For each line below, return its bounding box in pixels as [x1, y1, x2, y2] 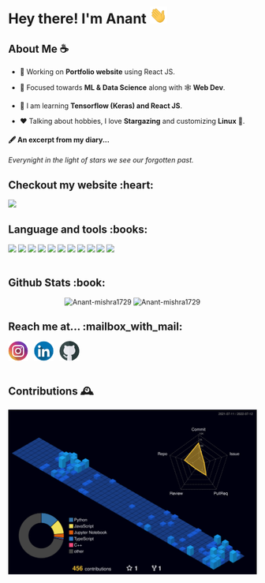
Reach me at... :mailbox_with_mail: [8, 320, 183, 333]
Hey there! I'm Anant [8, 10, 147, 28]
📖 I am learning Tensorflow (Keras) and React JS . [19, 101, 183, 110]
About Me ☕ [8, 42, 69, 55]
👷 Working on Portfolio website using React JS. [19, 66, 176, 77]
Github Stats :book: [8, 276, 106, 290]
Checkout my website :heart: [8, 178, 154, 192]
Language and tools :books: [8, 223, 148, 237]
